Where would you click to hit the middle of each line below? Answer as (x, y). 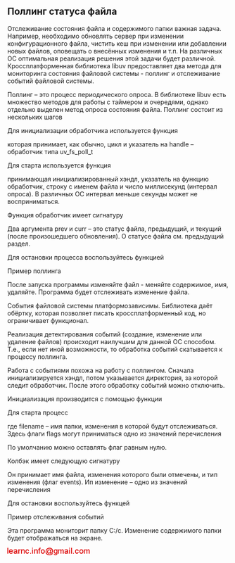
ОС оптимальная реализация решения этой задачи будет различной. (112, 58)
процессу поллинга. (38, 356)
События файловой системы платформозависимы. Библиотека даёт (110, 305)
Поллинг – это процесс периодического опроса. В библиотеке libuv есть (117, 94)
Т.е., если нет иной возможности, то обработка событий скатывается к (115, 349)
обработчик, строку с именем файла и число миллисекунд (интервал (112, 186)
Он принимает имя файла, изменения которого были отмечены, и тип (113, 474)
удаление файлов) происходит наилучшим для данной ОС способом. (112, 341)
